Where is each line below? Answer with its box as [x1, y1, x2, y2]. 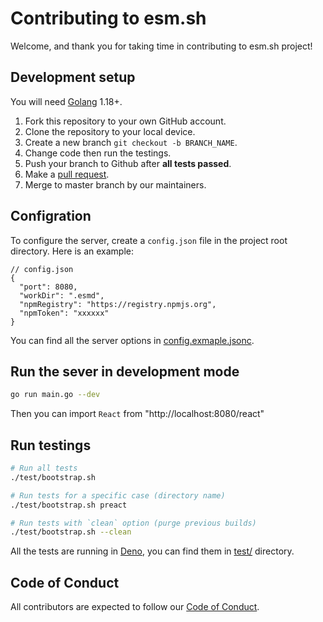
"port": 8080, [19, 282, 78, 292]
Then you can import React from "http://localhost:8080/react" [10, 408, 265, 420]
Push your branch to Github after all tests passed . [24, 157, 232, 169]
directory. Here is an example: [10, 245, 134, 257]
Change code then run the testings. [24, 147, 172, 159]
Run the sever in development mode [10, 363, 240, 380]
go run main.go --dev [10, 390, 101, 400]
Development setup [10, 69, 136, 86]
